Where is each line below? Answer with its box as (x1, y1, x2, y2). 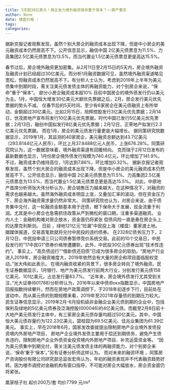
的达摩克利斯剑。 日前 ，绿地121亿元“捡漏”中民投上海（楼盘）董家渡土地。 (5, 223, 160, 229)
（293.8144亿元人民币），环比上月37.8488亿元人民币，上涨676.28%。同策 (5, 140, 160, 147)
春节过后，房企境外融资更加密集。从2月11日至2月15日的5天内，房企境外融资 (5, 64, 163, 70)
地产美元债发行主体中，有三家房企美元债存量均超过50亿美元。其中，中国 (9, 311, 162, 317)
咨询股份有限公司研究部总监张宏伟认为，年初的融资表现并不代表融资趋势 (9, 356, 160, 362)
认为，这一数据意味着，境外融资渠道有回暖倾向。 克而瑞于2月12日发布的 (14, 147, 164, 153)
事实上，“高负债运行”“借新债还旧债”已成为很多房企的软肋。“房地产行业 (17, 248, 164, 254)
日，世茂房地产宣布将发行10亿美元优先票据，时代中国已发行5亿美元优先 (5, 115, 154, 121)
